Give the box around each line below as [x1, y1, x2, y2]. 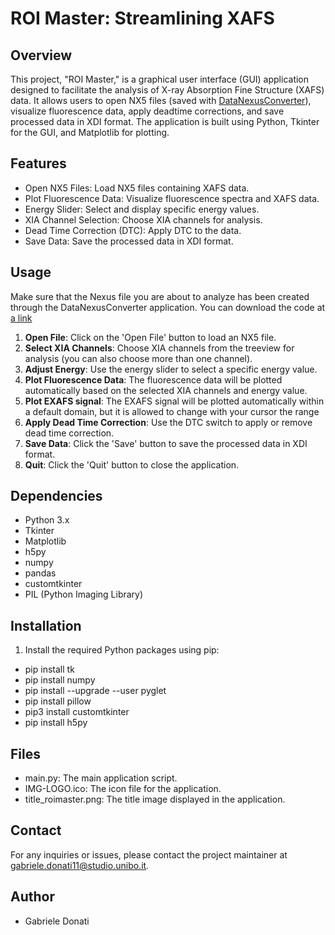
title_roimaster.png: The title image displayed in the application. [24, 793, 286, 806]
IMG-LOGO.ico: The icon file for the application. [24, 783, 222, 795]
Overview [10, 47, 73, 64]
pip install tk [24, 663, 75, 676]
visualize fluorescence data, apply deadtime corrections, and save [10, 105, 285, 117]
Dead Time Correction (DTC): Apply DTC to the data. [24, 224, 242, 236]
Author [10, 888, 55, 906]
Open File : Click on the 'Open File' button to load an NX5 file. [24, 331, 277, 343]
